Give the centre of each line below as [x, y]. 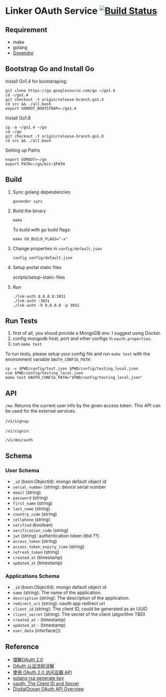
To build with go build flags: [42, 229]
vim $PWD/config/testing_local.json [44, 373]
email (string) [27, 492]
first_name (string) [32, 503]
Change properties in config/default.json [57, 248]
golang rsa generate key [38, 678]
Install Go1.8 [18, 118]
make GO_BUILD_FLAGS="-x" [40, 239]
